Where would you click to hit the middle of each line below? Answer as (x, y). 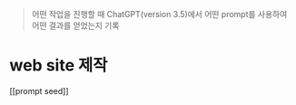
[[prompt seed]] (39, 91)
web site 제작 (59, 66)
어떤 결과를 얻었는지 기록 (75, 25)
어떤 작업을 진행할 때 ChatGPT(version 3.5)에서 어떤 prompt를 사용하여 (159, 14)
